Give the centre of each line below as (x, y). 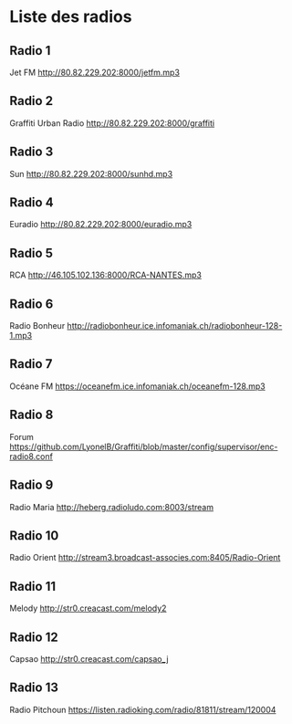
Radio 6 (31, 304)
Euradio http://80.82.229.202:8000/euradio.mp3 (101, 225)
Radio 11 (33, 586)
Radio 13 (34, 688)
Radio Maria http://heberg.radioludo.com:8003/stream (112, 507)
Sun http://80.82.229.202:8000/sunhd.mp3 (91, 173)
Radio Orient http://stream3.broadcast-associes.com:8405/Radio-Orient (145, 558)
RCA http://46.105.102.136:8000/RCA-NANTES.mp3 (106, 275)
